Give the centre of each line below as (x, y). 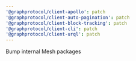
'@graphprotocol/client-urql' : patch (53, 34)
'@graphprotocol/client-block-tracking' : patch (66, 23)
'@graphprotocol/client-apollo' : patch (56, 12)
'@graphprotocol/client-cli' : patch (51, 29)
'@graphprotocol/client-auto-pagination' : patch (68, 18)
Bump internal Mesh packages (44, 51)
